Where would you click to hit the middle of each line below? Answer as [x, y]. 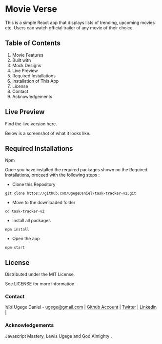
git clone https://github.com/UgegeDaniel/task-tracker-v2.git [71, 194]
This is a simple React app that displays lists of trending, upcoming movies [80, 23]
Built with [21, 60]
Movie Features [28, 55]
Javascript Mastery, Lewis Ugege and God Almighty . [59, 336]
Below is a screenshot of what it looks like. [48, 133]
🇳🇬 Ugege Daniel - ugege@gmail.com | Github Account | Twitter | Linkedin [81, 307]
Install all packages [31, 221]
